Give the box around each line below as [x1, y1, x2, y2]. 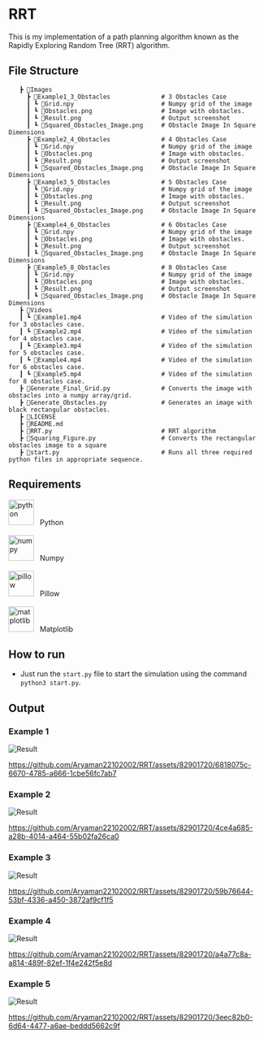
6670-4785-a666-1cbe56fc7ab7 [8, 769, 117, 779]
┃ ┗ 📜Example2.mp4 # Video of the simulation [19, 327, 253, 336]
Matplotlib [39, 623, 74, 634]
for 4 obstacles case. [8, 334, 85, 342]
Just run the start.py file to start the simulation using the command [19, 669, 248, 679]
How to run [8, 647, 66, 661]
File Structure [8, 64, 79, 78]
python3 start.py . [19, 678, 81, 688]
